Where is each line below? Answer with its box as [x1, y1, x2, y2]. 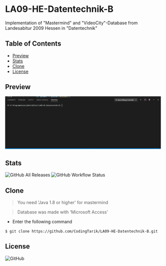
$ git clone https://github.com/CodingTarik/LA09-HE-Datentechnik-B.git [5, 229, 158, 234]
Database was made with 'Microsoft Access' [17, 209, 108, 215]
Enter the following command [12, 218, 73, 224]
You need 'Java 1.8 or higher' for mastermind [17, 199, 109, 205]
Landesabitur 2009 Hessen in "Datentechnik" [5, 25, 98, 31]
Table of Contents [5, 40, 62, 48]
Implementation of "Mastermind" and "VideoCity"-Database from [5, 20, 138, 26]
